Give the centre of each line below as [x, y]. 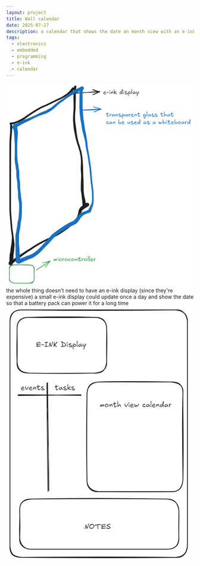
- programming [29, 56]
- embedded [25, 51]
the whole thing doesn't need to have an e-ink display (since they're [90, 291]
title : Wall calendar [33, 19]
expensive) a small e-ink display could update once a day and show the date [100, 297]
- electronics [29, 44]
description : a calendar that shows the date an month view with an [93, 32]
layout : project [26, 12]
